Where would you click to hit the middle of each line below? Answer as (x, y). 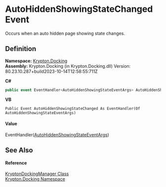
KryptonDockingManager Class (37, 174)
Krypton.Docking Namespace (35, 179)
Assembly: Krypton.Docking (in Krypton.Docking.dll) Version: (68, 66)
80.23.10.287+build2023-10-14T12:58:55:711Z (51, 71)
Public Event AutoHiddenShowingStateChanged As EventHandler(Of (73, 108)
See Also (19, 150)
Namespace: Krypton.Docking (36, 61)
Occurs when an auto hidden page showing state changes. (65, 33)
